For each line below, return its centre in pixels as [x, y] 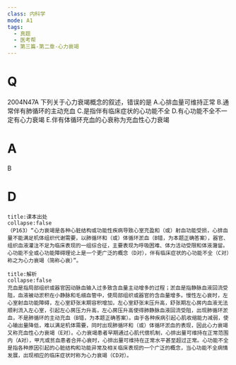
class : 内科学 [26, 14]
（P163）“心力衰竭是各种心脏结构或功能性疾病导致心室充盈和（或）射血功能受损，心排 [115, 230]
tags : [15, 27]
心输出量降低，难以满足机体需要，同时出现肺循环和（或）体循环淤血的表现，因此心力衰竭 [118, 325]
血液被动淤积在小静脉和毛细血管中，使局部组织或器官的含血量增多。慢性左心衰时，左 [123, 295]
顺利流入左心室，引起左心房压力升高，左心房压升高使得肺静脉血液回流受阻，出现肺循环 [115, 310]
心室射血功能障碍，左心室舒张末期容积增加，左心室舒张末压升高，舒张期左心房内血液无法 [118, 303]
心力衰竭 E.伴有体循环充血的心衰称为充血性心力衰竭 [94, 119]
